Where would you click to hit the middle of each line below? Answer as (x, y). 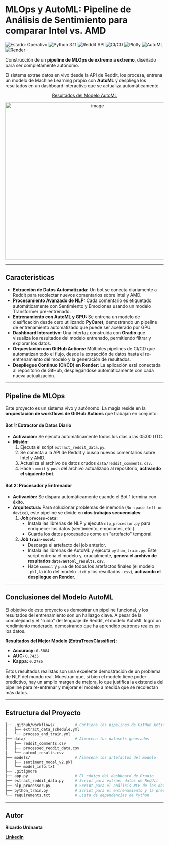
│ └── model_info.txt (30, 767)
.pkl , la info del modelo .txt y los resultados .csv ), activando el (94, 571)
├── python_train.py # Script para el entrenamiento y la (80, 790)
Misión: (21, 442)
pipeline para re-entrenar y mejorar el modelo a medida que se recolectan (82, 687)
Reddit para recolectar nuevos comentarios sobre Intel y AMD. (77, 295)
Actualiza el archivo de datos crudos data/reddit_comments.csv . (86, 463)
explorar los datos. (32, 343)
